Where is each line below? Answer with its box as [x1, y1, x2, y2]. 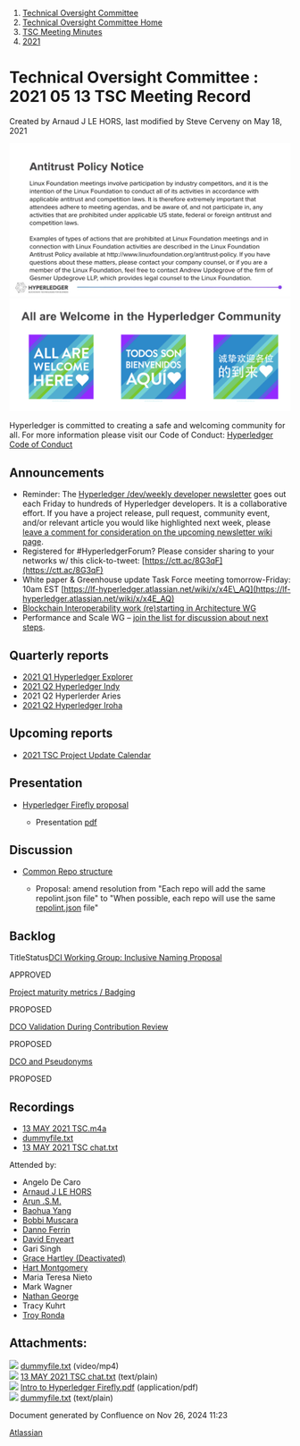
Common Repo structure [21, 867, 113, 877]
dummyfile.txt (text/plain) [20, 1392, 113, 1403]
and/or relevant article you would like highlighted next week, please [21, 518, 271, 529]
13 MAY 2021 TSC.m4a [21, 1123, 107, 1134]
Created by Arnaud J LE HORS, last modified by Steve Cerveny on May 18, [9, 115, 283, 126]
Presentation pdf [35, 816, 97, 827]
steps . [21, 622, 46, 633]
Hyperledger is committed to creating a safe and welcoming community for [9, 420, 286, 431]
